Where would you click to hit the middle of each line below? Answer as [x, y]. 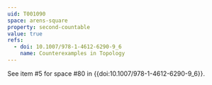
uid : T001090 [27, 14]
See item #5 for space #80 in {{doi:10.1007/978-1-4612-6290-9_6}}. [106, 73]
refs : [15, 40]
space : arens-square [38, 21]
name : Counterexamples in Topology [73, 54]
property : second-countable [49, 27]
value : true [25, 34]
